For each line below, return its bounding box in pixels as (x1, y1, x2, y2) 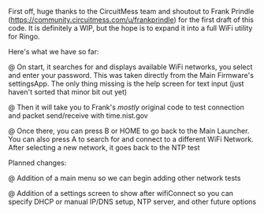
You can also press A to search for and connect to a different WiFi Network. (8, 135, 254, 144)
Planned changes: (8, 158, 67, 168)
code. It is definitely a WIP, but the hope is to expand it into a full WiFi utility (8, 24, 253, 32)
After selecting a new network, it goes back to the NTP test (8, 143, 200, 152)
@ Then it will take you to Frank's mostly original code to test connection (8, 102, 244, 112)
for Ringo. (8, 31, 41, 41)
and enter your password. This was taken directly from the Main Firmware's (8, 71, 255, 79)
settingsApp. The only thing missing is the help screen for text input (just (8, 79, 244, 88)
